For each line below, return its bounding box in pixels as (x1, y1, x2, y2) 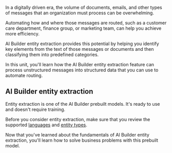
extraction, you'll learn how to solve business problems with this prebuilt (5, 137, 158, 143)
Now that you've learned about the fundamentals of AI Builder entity (5, 131, 150, 138)
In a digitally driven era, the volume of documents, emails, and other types (5, 5, 163, 10)
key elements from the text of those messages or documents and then (5, 46, 154, 52)
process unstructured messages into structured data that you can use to (5, 67, 159, 73)
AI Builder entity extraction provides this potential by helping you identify (5, 41, 159, 47)
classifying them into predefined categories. (5, 51, 99, 58)
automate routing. (5, 72, 43, 79)
